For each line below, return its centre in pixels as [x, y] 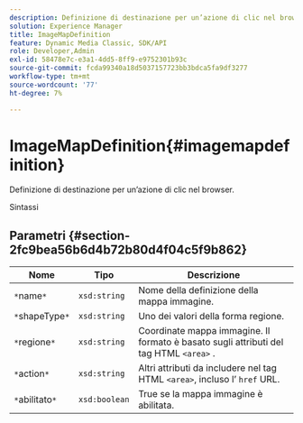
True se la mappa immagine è [201, 394]
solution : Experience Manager [66, 26]
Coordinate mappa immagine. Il [204, 331]
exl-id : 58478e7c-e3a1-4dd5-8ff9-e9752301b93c [98, 60]
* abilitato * [35, 400]
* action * [32, 373]
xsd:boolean [104, 400]
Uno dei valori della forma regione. [211, 317]
